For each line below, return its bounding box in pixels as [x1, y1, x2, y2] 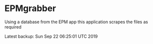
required [4, 24, 22, 29]
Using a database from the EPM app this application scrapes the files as [4, 19, 148, 25]
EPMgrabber [4, 3, 56, 14]
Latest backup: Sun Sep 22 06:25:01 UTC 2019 [4, 33, 98, 39]
